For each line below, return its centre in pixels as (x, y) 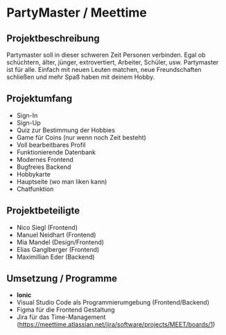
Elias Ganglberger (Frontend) (58, 249)
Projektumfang (40, 99)
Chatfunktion (35, 189)
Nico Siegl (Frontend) (47, 227)
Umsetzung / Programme (62, 279)
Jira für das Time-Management (61, 317)
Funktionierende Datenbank (56, 152)
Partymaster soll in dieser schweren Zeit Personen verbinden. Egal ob (106, 55)
